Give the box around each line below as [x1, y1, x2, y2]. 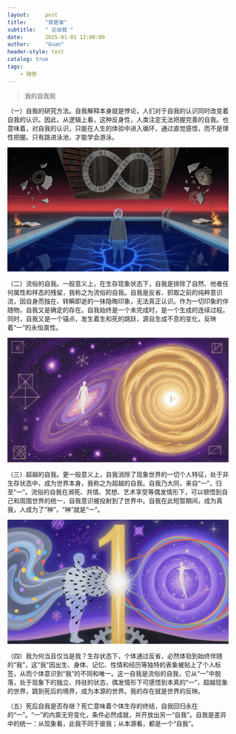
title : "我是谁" [7, 18, 67, 26]
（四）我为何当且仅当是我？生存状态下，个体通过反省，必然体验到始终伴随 [7, 652, 223, 660]
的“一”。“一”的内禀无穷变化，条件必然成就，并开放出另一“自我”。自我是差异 [7, 711, 227, 719]
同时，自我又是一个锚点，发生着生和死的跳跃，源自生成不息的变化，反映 [7, 314, 216, 323]
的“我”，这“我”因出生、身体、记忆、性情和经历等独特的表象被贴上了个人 [7, 660, 216, 669]
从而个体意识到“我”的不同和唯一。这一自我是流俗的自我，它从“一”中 [19, 669, 216, 678]
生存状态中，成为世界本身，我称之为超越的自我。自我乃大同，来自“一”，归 [7, 479, 223, 487]
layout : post [7, 11, 58, 18]
